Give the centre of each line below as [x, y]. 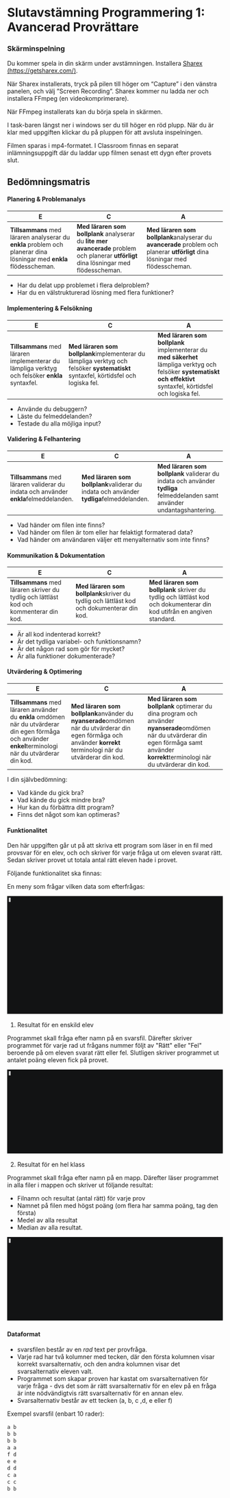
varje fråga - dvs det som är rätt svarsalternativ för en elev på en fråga [117, 1386]
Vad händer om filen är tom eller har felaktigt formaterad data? [105, 532]
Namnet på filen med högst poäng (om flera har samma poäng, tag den [117, 1205]
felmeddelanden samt [188, 495]
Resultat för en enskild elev [55, 1025]
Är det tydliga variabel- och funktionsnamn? [79, 641]
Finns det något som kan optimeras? [68, 815]
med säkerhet [178, 357]
